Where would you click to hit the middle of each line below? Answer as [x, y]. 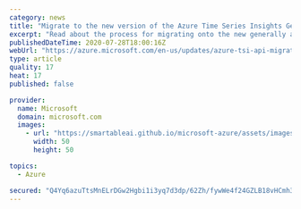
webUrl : [24, 51]
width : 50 [51, 142]
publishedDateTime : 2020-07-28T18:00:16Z [88, 42]
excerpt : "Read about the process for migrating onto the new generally [148, 34]
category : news [38, 17]
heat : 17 [26, 76]
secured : [26, 190]
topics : [24, 166]
